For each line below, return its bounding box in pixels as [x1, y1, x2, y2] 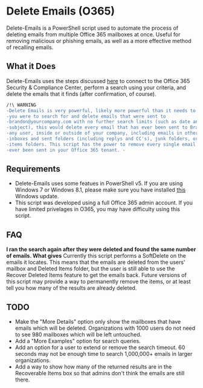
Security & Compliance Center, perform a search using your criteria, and [6, 84, 186, 91]
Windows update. [14, 193, 59, 200]
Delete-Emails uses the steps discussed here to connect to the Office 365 [6, 77, 190, 84]
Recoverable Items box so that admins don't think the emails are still [14, 370, 185, 377]
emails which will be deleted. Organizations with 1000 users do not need [14, 324, 196, 332]
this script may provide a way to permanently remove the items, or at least [6, 278, 191, 286]
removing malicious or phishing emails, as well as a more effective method [6, 37, 192, 44]
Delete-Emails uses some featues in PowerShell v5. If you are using [14, 180, 183, 187]
